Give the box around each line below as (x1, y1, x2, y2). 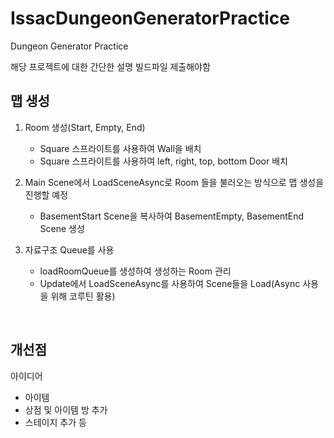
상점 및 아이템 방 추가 (24, 403, 108, 416)
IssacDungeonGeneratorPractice (10, 7, 290, 30)
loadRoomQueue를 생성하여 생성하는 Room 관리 (39, 265, 232, 277)
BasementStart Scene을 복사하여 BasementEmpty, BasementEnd (39, 210, 305, 222)
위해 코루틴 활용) (50, 290, 116, 302)
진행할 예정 (24, 188, 69, 201)
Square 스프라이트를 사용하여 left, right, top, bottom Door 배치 (39, 155, 288, 167)
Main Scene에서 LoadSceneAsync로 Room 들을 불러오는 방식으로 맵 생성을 (24, 176, 325, 188)
